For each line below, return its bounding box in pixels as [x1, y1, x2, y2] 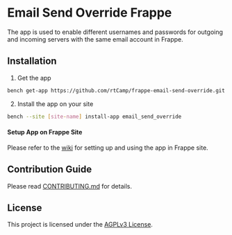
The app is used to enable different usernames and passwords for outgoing [7, 28, 224, 36]
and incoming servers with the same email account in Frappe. [7, 35, 184, 43]
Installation [7, 55, 57, 67]
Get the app [17, 73, 51, 82]
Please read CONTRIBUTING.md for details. [7, 182, 132, 190]
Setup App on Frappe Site [7, 128, 83, 137]
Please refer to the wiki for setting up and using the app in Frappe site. [7, 143, 208, 152]
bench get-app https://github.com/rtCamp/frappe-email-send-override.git [7, 87, 226, 94]
